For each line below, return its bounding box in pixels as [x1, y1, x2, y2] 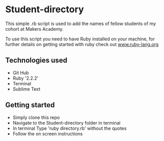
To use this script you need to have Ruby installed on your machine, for [5, 36, 155, 42]
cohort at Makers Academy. [5, 26, 64, 32]
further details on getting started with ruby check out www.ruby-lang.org [5, 41, 159, 47]
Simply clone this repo [12, 114, 60, 121]
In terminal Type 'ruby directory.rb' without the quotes [12, 125, 127, 131]
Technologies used [5, 56, 67, 65]
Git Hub [12, 69, 29, 76]
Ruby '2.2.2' [12, 75, 39, 81]
